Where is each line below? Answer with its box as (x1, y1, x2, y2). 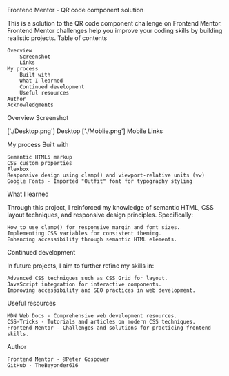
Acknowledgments (7, 101, 54, 108)
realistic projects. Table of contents (7, 34, 108, 42)
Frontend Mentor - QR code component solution (7, 6, 144, 14)
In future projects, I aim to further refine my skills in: (7, 261, 155, 270)
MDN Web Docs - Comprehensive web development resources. (7, 313, 177, 319)
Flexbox (7, 166, 30, 172)
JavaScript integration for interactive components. (7, 281, 162, 288)
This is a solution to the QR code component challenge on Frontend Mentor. (7, 19, 222, 27)
